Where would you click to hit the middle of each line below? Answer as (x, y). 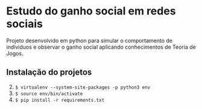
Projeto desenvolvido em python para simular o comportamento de (90, 40)
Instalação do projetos (49, 73)
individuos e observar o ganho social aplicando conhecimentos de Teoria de (101, 47)
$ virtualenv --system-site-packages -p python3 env (83, 87)
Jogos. (15, 53)
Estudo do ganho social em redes (91, 11)
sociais (25, 24)
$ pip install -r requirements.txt (60, 100)
